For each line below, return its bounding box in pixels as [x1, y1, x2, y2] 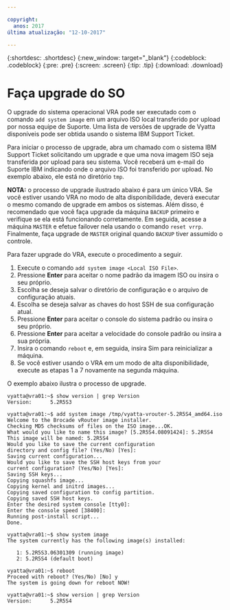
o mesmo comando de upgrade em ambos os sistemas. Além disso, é [7, 200, 204, 209]
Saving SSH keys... [7, 471, 63, 478]
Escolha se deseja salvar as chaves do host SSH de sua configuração [16, 300, 214, 308]
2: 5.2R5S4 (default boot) [16, 556, 94, 562]
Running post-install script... [7, 514, 100, 520]
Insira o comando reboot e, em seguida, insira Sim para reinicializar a [16, 344, 213, 353]
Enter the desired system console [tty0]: [7, 501, 130, 508]
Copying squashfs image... [7, 477, 84, 484]
